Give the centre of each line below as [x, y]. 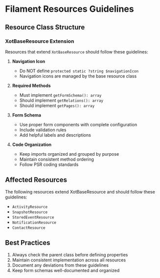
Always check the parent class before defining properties [70, 254]
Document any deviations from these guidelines [60, 265]
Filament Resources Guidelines [69, 9]
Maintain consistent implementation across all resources [69, 260]
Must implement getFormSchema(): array [60, 95]
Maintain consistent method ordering [57, 159]
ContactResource [29, 228]
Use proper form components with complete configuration [78, 124]
